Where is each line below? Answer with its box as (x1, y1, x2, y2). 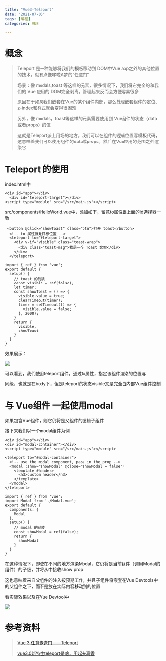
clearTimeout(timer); (18, 298, 63, 303)
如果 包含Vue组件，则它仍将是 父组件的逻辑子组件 (5, 418, 105, 424)
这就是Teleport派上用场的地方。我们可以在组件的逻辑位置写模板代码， (17, 132, 160, 139)
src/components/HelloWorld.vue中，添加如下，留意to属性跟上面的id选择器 (5, 209, 157, 215)
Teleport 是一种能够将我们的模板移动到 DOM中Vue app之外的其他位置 (17, 65, 160, 72)
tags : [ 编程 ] (5, 16, 31, 21)
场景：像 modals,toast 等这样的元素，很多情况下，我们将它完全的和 (17, 82, 155, 88)
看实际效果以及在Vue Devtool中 (5, 594, 69, 600)
